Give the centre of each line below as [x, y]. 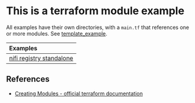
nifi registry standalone [41, 58]
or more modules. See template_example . [57, 33]
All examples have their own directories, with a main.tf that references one [98, 27]
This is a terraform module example [95, 11]
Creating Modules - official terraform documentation [79, 94]
